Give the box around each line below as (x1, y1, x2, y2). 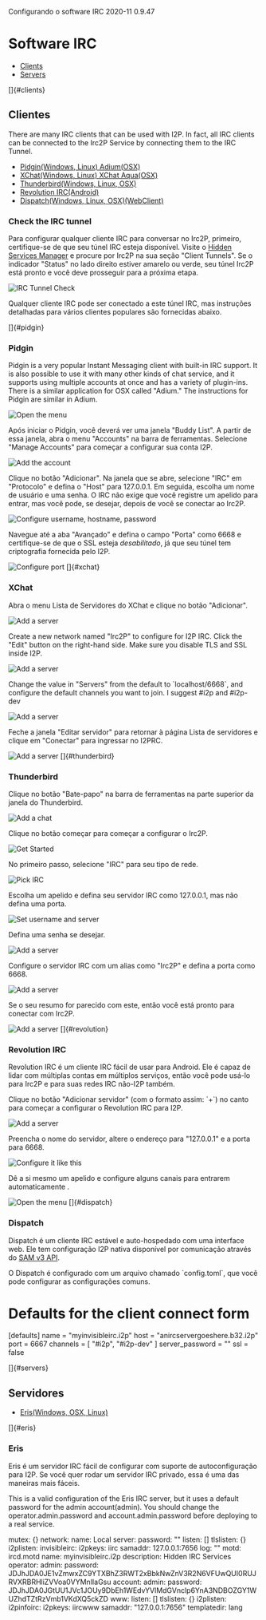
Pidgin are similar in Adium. (8, 394, 98, 404)
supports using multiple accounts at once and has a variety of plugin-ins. (8, 378, 248, 387)
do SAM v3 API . (8, 1253, 60, 1262)
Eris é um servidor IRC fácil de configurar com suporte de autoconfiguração (8, 1461, 257, 1471)
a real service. (8, 1519, 55, 1528)
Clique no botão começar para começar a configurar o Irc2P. (8, 828, 209, 838)
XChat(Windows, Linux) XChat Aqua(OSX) (19, 170, 158, 180)
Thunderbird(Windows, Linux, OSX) (19, 179, 137, 188)
